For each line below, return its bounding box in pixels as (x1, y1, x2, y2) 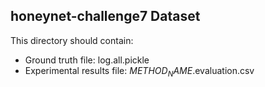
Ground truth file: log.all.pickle (24, 54, 150, 66)
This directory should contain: (10, 34, 134, 46)
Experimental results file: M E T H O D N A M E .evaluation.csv (24, 64, 255, 79)
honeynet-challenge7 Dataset (10, 8, 201, 25)
